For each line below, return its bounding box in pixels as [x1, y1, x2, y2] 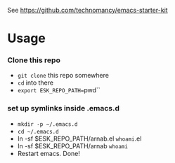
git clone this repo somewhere [17, 71, 109, 80]
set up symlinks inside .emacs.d [7, 104, 120, 113]
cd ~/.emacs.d [17, 128, 59, 135]
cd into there [17, 78, 54, 87]
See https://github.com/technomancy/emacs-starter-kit [7, 6, 168, 14]
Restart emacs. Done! [17, 149, 81, 157]
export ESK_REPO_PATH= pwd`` [17, 86, 101, 94]
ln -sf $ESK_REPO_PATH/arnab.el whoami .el [17, 134, 142, 143]
